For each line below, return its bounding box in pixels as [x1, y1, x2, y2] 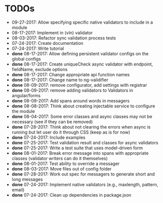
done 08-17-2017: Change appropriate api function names [11, 71, 130, 77]
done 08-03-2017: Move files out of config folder [11, 166, 112, 171]
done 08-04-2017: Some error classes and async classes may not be [11, 113, 153, 119]
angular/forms [11, 92, 41, 99]
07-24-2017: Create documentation [11, 40, 84, 46]
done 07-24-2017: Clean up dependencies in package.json [11, 192, 131, 198]
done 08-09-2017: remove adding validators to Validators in [11, 87, 133, 93]
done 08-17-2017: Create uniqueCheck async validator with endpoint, [11, 61, 153, 67]
